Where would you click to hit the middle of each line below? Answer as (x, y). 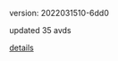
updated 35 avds (40, 30)
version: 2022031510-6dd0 (59, 13)
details (21, 48)
